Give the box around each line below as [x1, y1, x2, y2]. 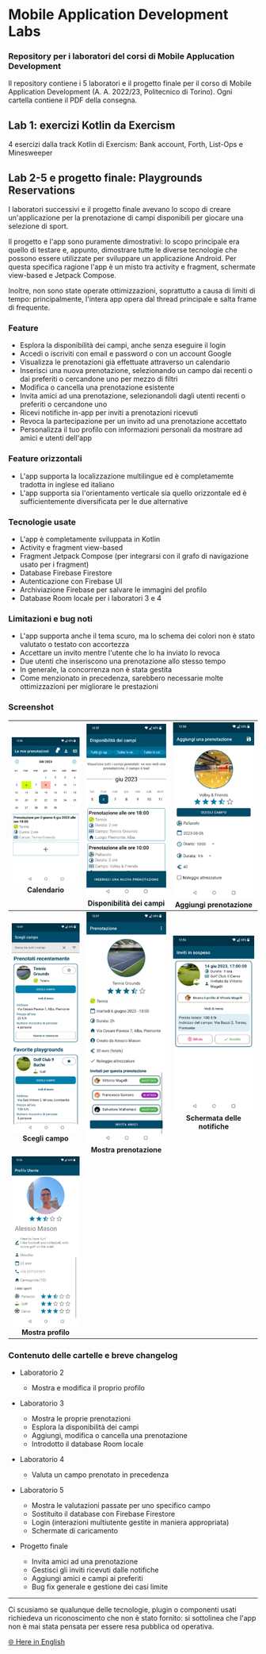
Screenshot [8, 702, 54, 713]
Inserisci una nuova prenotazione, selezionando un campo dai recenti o [19, 366, 253, 375]
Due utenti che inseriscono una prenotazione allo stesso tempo [19, 656, 226, 666]
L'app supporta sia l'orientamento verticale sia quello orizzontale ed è [19, 488, 247, 498]
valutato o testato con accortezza [19, 640, 130, 649]
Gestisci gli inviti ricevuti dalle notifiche [31, 1565, 159, 1575]
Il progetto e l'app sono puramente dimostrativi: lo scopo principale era [8, 237, 240, 247]
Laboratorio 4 [19, 1455, 65, 1464]
